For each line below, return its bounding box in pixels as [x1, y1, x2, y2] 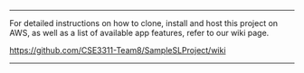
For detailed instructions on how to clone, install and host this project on [9, 18, 279, 28]
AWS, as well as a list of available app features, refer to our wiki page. [9, 28, 270, 38]
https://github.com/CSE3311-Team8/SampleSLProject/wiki [9, 45, 226, 55]
